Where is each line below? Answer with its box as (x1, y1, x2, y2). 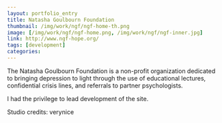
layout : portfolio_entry (7, 10, 78, 17)
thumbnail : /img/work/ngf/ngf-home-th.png (7, 23, 130, 29)
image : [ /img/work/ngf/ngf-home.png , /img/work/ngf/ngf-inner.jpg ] (7, 29, 204, 36)
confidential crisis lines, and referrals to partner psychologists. (7, 81, 183, 90)
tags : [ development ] (7, 42, 66, 49)
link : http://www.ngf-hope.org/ (7, 36, 99, 42)
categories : (7, 49, 41, 55)
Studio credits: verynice (7, 107, 74, 116)
